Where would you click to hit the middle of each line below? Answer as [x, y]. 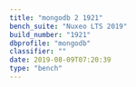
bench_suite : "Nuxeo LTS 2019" [68, 26]
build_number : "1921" [50, 34]
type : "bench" [36, 69]
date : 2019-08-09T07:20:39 [60, 60]
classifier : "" [38, 52]
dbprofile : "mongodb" [50, 43]
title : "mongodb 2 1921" [56, 18]
